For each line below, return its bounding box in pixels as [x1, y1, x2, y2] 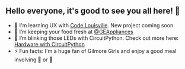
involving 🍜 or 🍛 [14, 56, 53, 63]
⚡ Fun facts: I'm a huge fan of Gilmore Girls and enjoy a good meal [14, 47, 177, 54]
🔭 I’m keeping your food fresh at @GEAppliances [14, 28, 134, 35]
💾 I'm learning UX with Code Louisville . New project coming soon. [14, 21, 176, 29]
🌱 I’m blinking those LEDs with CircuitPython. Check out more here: [14, 34, 179, 42]
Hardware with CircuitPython [14, 40, 85, 48]
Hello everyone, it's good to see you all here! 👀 [5, 6, 180, 16]
